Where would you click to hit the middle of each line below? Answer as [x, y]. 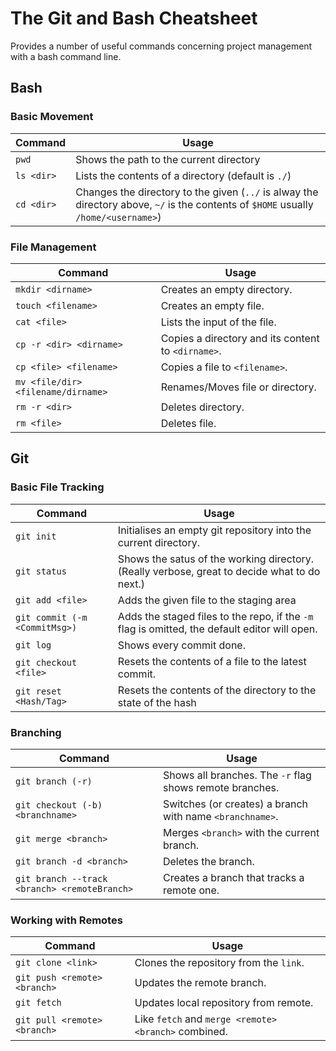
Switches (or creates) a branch [235, 804]
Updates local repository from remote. [224, 1003]
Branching [36, 732]
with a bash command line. [66, 56]
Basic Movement [52, 117]
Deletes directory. [202, 407]
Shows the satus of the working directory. [216, 559]
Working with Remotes [66, 920]
